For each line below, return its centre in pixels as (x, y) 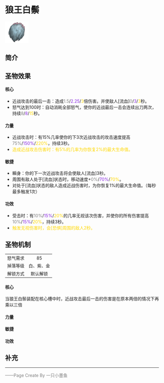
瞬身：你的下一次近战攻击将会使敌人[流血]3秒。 (60, 173)
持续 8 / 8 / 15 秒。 (27, 113)
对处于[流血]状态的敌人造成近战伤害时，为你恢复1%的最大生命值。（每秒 (84, 186)
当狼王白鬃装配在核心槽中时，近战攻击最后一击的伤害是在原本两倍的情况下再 (82, 299)
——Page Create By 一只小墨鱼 (36, 375)
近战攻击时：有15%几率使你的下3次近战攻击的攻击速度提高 (71, 137)
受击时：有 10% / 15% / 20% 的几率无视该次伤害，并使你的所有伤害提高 (81, 215)
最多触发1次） (26, 191)
